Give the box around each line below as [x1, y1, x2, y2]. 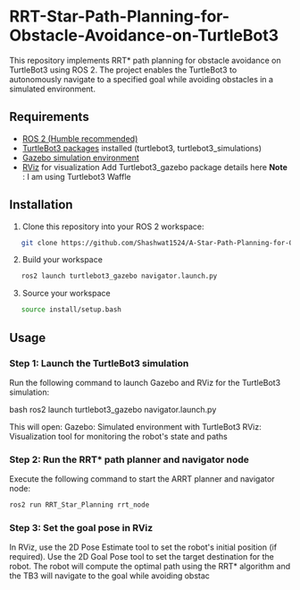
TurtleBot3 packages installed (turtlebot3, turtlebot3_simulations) [21, 142, 262, 153]
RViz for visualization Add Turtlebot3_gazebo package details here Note [21, 161, 287, 172]
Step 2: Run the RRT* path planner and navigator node [9, 453, 250, 466]
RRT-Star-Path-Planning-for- [9, 6, 230, 27]
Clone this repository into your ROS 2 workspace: [21, 221, 204, 232]
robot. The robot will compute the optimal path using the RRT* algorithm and [9, 561, 291, 572]
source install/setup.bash [21, 305, 122, 314]
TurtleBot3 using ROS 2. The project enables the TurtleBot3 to [9, 64, 237, 75]
